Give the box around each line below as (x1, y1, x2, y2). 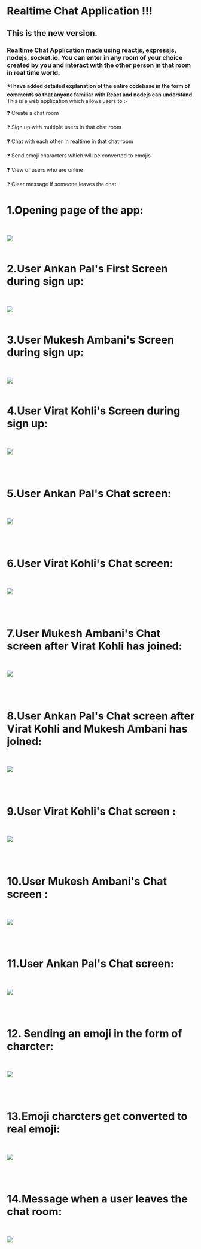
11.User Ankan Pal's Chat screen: (7, 957, 174, 971)
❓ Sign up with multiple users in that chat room (7, 123, 121, 130)
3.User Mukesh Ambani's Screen (7, 333, 174, 347)
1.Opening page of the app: (7, 203, 144, 217)
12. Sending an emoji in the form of (7, 1027, 182, 1041)
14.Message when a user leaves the (7, 1192, 188, 1206)
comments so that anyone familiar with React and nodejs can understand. (7, 91, 194, 98)
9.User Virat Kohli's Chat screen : (7, 804, 176, 818)
